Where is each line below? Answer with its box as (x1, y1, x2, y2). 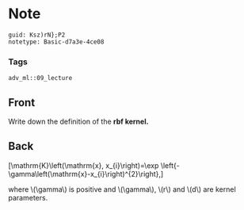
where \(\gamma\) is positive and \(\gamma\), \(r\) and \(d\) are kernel (8, 184, 236, 194)
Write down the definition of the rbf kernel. (8, 116, 149, 127)
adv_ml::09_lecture (8, 74, 73, 82)
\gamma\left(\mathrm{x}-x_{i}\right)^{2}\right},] (8, 169, 164, 178)
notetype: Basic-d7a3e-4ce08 (8, 37, 105, 46)
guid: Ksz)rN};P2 (8, 31, 66, 39)
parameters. (8, 193, 48, 202)
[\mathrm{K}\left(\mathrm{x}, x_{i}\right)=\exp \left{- (8, 160, 180, 170)
